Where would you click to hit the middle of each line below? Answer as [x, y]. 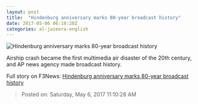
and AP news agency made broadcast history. [64, 64]
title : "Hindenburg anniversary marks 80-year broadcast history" [94, 18]
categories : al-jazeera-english [47, 29]
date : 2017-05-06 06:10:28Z [42, 23]
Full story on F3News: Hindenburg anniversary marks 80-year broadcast [97, 76]
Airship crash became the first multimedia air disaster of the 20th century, [99, 58]
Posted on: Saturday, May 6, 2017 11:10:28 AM [79, 94]
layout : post [23, 12]
